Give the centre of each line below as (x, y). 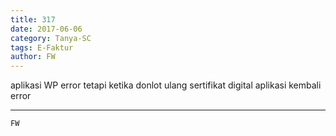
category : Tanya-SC (51, 38)
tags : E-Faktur (42, 47)
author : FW (33, 57)
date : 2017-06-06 (46, 29)
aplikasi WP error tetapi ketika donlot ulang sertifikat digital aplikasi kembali (166, 85)
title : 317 (33, 19)
